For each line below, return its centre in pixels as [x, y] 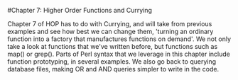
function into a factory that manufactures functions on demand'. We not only [119, 39]
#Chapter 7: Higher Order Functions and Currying [80, 10]
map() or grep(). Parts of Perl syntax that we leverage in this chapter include [119, 54]
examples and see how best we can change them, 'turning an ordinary [110, 32]
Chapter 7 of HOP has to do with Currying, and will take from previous [110, 24]
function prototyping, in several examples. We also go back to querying [112, 62]
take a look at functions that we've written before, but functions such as [113, 46]
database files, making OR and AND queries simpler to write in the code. [113, 69]
